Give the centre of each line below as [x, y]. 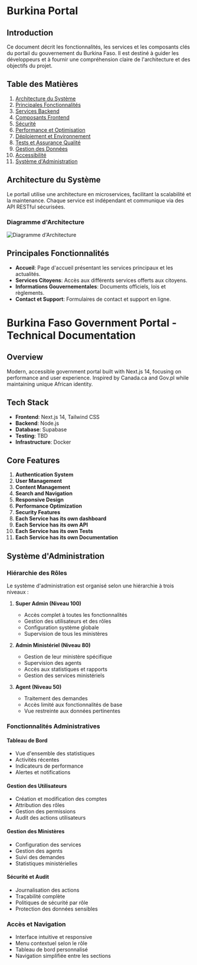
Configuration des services [48, 844]
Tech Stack [28, 403]
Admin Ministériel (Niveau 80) [53, 645]
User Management [39, 481]
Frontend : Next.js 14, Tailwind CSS [57, 417]
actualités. [28, 274]
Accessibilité [31, 155]
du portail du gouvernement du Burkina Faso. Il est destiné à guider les [93, 53]
